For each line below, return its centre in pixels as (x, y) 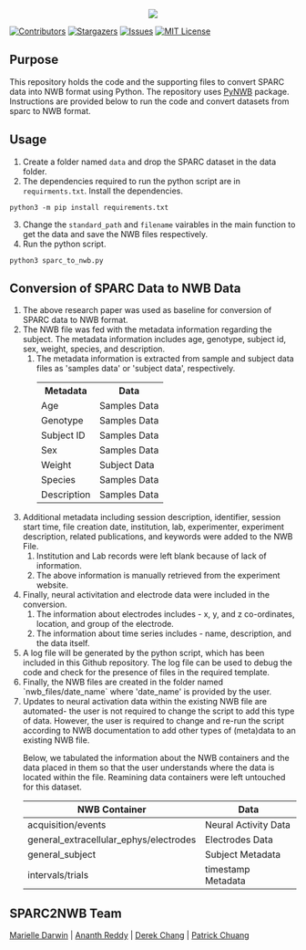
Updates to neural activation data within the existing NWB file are (144, 702)
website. (52, 585)
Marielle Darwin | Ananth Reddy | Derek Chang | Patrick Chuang (129, 935)
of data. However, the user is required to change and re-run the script (153, 721)
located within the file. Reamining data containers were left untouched (154, 778)
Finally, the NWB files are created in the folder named (123, 682)
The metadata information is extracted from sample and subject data (165, 359)
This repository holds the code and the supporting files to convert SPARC (147, 81)
